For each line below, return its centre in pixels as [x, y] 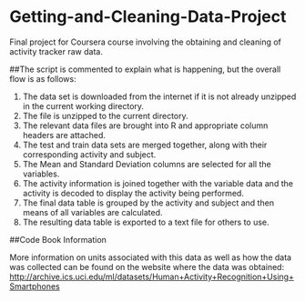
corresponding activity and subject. [89, 154]
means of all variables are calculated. [92, 212]
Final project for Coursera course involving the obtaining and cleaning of [146, 42]
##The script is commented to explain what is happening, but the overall [145, 69]
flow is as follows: [43, 78]
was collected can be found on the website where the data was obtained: [147, 266]
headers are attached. [64, 135]
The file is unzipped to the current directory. [105, 115]
